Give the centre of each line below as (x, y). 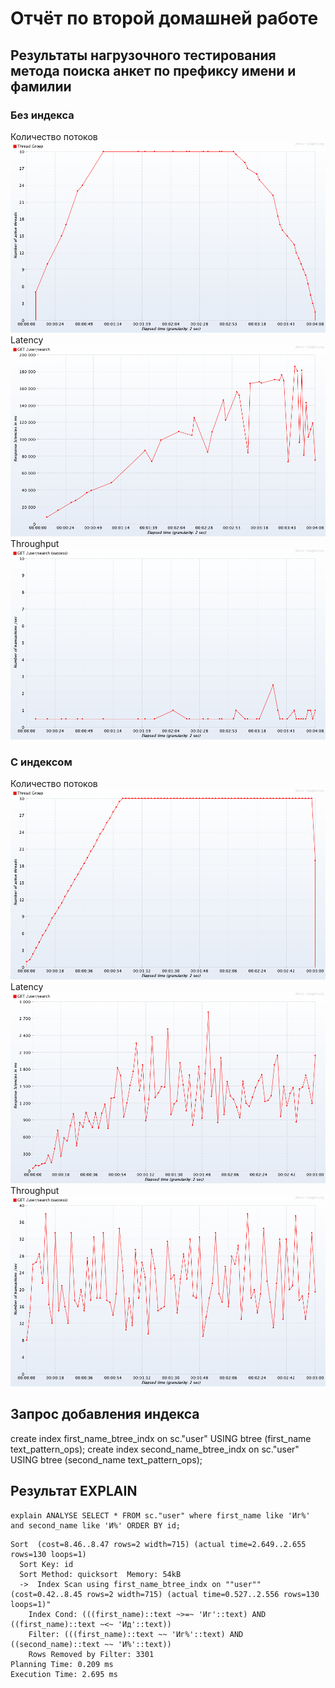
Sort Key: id (46, 1564)
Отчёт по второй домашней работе (164, 18)
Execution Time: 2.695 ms (64, 1674)
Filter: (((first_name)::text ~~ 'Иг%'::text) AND (136, 1634)
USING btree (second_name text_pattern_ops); (106, 1459)
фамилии (41, 86)
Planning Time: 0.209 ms (62, 1664)
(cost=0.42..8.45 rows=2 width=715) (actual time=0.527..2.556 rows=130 (165, 1594)
